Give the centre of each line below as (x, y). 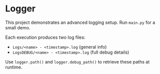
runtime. (14, 67)
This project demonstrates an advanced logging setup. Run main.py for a (80, 22)
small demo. (18, 27)
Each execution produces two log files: (45, 37)
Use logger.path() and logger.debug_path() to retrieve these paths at (77, 62)
